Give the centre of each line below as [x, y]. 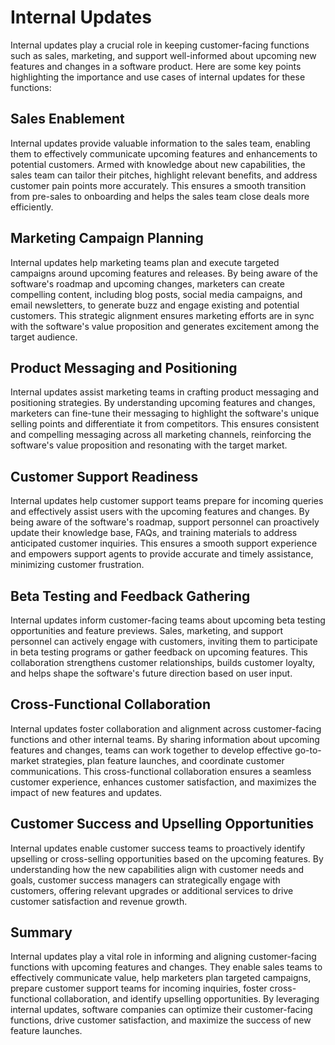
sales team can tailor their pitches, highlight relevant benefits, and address [164, 175]
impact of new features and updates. [86, 792]
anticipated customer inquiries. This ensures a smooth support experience [164, 543]
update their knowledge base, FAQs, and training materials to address [154, 533]
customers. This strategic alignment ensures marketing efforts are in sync [162, 315]
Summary [41, 932]
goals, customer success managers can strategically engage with [145, 880]
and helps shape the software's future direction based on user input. [151, 673]
